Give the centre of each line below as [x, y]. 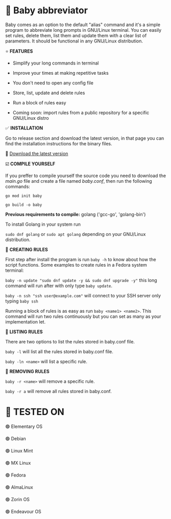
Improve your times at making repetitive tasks [60, 73]
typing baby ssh [22, 301]
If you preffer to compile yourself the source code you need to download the [86, 176]
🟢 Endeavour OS [23, 511]
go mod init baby [24, 196]
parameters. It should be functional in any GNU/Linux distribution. [74, 41]
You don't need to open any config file [53, 83]
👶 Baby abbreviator [47, 10]
